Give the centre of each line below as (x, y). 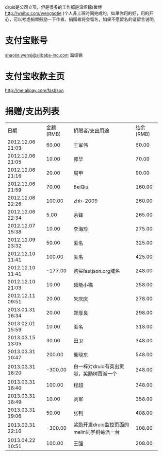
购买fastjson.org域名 (97, 271)
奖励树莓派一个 (100, 373)
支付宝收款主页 (35, 77)
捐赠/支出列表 (32, 112)
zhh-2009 (86, 201)
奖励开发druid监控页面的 (101, 424)
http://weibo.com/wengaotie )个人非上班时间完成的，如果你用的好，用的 (77, 13)
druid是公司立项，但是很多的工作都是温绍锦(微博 (54, 7)
